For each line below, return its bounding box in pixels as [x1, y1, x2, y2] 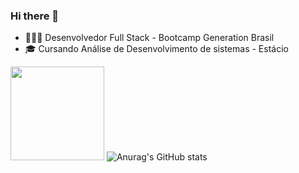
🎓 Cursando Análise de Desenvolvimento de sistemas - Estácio [24, 43, 289, 55]
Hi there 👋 [10, 9, 60, 23]
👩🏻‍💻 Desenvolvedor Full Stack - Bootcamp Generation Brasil [24, 32, 275, 44]
